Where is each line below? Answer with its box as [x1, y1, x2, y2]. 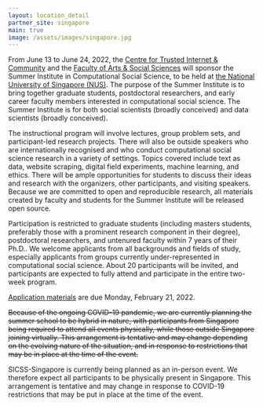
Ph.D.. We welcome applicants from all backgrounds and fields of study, [8, 244, 241, 254]
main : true [8, 26, 44, 34]
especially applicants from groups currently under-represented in [8, 252, 220, 262]
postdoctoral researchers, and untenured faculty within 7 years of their [8, 236, 238, 245]
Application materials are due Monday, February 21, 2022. [8, 292, 195, 302]
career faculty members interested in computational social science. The [8, 97, 241, 106]
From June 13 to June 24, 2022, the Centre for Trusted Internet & [8, 55, 218, 64]
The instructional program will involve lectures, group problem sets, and [8, 129, 241, 138]
